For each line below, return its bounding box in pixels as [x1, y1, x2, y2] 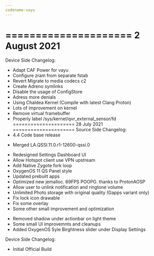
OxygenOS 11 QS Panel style [12, 167, 72, 174]
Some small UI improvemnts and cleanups [12, 221, 101, 227]
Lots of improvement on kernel [12, 105, 77, 111]
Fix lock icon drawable [12, 194, 60, 201]
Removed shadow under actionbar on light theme [12, 215, 116, 221]
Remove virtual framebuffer [12, 110, 71, 116]
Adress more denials [12, 94, 56, 100]
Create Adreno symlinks [12, 83, 64, 89]
